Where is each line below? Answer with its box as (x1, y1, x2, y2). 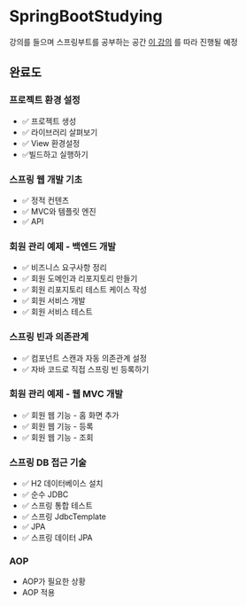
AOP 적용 (21, 587, 56, 598)
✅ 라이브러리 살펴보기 (21, 127, 98, 137)
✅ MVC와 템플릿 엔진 (21, 206, 96, 216)
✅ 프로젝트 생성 (21, 115, 77, 126)
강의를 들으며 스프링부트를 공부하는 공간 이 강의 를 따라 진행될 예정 (9, 36, 238, 47)
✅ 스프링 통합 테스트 (21, 501, 93, 511)
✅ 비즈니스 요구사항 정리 (21, 262, 108, 273)
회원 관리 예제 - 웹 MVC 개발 (9, 388, 124, 400)
